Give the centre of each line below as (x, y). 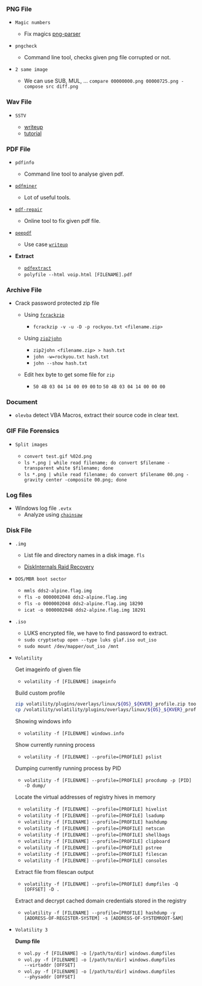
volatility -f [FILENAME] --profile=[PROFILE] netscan (94, 829)
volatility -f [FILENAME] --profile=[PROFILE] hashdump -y (100, 913)
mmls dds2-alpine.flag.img (58, 591)
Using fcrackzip (44, 315)
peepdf (23, 233)
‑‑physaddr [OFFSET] (50, 977)
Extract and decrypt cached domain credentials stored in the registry (101, 901)
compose (33, 87)
